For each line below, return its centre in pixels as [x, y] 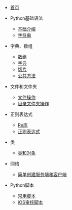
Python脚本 [22, 185]
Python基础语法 [26, 18]
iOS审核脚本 [30, 202]
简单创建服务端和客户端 [42, 174]
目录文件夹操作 [33, 103]
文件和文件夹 [23, 87]
